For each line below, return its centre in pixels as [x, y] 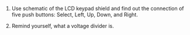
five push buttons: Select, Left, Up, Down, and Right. [75, 15]
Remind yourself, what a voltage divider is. [63, 26]
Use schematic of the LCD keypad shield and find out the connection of [98, 8]
